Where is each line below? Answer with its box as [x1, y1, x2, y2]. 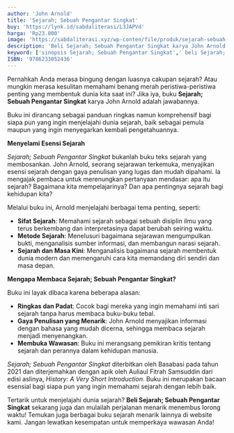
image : [7, 36, 26, 43]
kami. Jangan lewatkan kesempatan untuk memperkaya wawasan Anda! [7, 418, 214, 426]
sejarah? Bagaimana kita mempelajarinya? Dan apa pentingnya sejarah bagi [7, 182, 224, 191]
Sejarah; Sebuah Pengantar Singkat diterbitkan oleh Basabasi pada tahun [7, 360, 219, 368]
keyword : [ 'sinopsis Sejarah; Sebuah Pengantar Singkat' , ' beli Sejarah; [7, 50, 226, 57]
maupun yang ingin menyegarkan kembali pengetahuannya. [7, 125, 179, 133]
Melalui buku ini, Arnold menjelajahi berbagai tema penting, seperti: [7, 203, 201, 212]
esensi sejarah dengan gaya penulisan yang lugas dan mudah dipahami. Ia [7, 167, 221, 175]
